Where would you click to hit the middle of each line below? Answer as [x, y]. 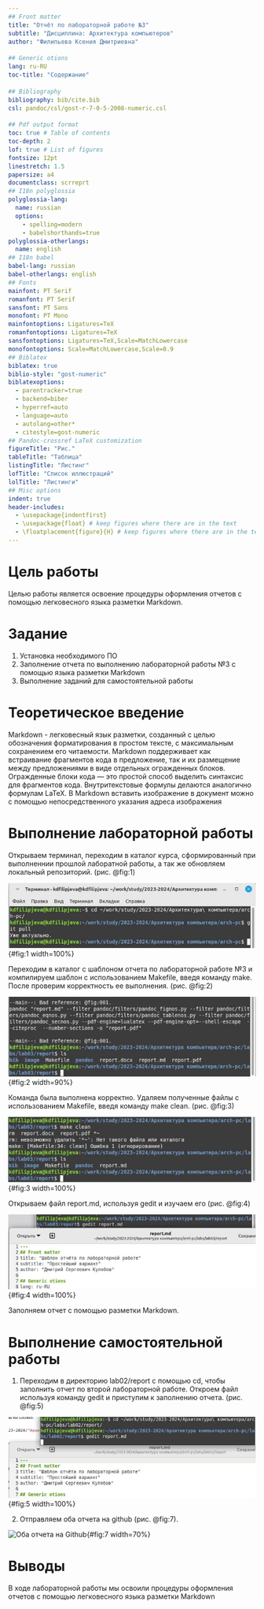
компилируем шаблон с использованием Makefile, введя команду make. [130, 977]
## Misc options [35, 490]
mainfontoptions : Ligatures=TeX [61, 324]
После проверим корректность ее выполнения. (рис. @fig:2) [111, 986]
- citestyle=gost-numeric [58, 432]
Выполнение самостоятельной [115, 1342]
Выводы [37, 1566]
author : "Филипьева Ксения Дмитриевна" [73, 42]
